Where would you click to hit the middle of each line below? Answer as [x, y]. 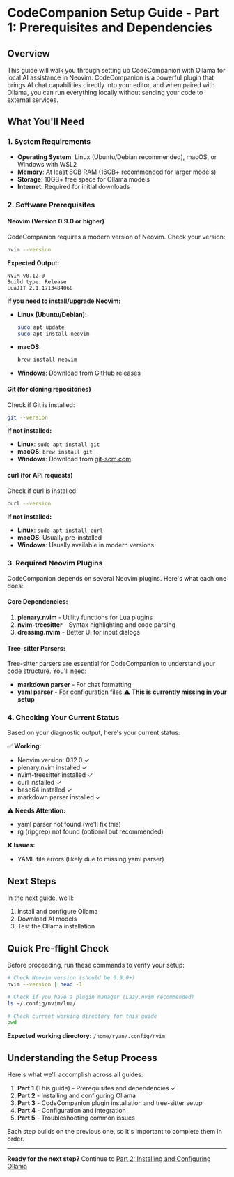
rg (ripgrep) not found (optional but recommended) [90, 831]
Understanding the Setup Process [83, 1058]
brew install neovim [47, 360]
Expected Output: [33, 262]
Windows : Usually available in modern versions [86, 545]
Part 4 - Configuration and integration [72, 1111]
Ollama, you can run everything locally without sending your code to [105, 92]
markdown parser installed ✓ [59, 797]
